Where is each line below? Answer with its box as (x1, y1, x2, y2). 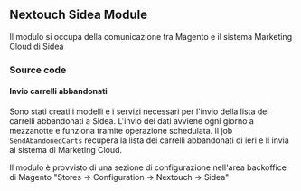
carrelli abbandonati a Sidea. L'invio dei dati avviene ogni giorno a (9, 115, 255, 126)
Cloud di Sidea (9, 41, 64, 52)
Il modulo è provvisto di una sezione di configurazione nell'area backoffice (9, 162, 287, 173)
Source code (9, 63, 67, 76)
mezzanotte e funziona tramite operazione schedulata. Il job (9, 125, 233, 136)
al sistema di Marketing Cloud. (9, 144, 123, 155)
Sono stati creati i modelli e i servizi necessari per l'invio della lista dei (9, 106, 269, 117)
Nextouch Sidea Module (9, 7, 147, 23)
